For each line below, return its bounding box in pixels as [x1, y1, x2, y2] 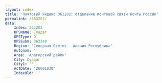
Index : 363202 [14, 25, 43, 30]
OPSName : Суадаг [14, 30, 47, 35]
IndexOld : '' [14, 71, 41, 76]
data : [5, 21, 16, 26]
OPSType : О [14, 35, 36, 40]
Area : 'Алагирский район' [14, 52, 67, 58]
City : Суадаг [14, 57, 41, 62]
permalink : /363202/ [5, 16, 47, 21]
